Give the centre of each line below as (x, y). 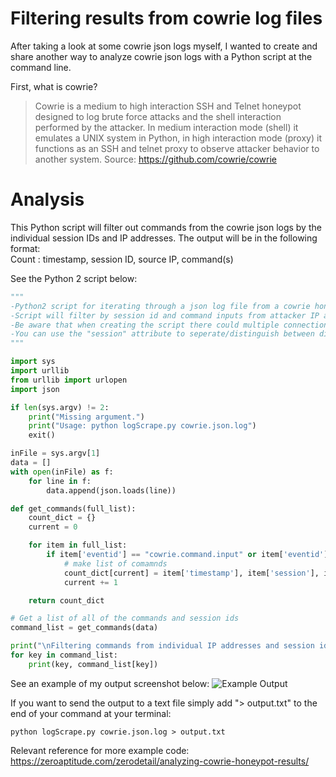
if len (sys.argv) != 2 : (60, 407)
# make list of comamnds (115, 563)
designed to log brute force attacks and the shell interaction (158, 116)
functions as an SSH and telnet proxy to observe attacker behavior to (177, 148)
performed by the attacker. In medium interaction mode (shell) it (166, 127)
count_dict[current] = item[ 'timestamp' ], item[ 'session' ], (191, 573)
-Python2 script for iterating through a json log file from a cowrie (160, 306)
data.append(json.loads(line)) (111, 490)
